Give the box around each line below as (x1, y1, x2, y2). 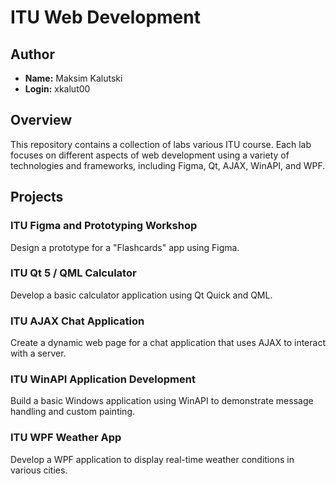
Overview (10, 112, 73, 129)
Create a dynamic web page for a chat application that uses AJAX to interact (10, 337, 326, 349)
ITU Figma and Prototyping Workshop (10, 219, 198, 233)
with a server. (10, 347, 67, 360)
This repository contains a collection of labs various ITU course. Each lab (10, 138, 312, 150)
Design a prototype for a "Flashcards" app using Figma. (10, 241, 240, 253)
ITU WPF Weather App (10, 431, 122, 445)
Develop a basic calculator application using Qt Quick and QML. (10, 289, 273, 301)
